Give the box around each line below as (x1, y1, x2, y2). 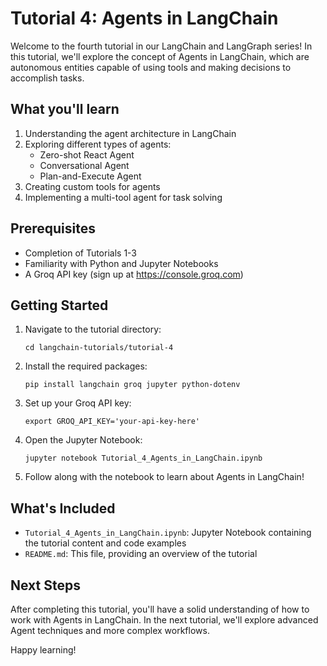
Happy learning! (10, 644, 77, 656)
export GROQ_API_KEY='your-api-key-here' (24, 417, 200, 427)
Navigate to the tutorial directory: (24, 323, 162, 336)
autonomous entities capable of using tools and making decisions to (10, 61, 292, 73)
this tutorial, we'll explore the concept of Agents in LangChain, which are (10, 50, 310, 62)
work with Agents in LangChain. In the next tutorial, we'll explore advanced (10, 614, 319, 626)
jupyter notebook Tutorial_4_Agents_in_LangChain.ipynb (24, 453, 263, 464)
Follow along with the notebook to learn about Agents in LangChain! (24, 471, 305, 483)
